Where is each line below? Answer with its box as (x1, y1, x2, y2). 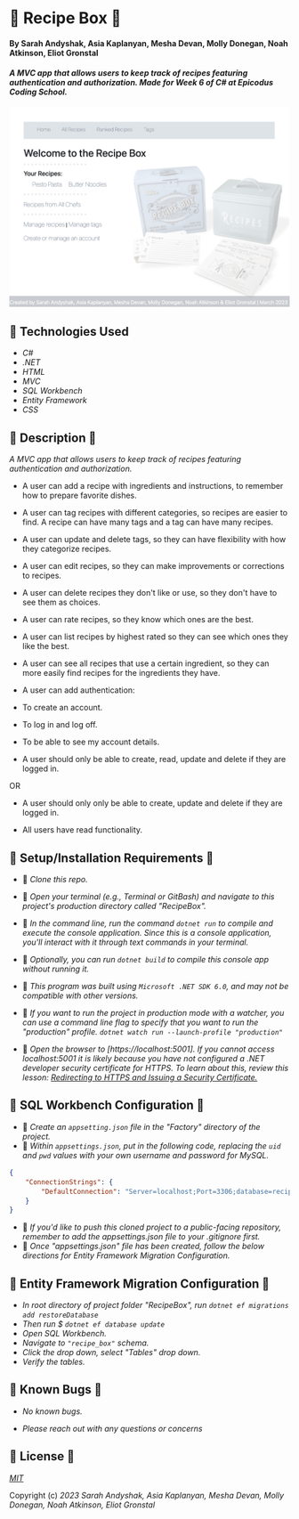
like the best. (21, 641, 69, 652)
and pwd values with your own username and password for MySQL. (21, 1149, 270, 1160)
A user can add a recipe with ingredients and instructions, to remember (21, 481, 284, 491)
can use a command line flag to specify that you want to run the (21, 1017, 259, 1028)
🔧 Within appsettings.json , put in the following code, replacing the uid (21, 1140, 282, 1151)
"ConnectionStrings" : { (25, 1177, 114, 1187)
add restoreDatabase (21, 1311, 99, 1320)
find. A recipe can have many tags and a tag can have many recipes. (21, 516, 274, 528)
